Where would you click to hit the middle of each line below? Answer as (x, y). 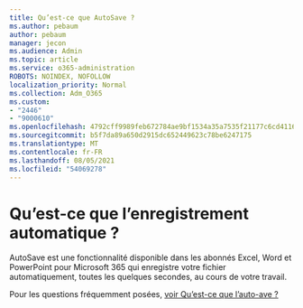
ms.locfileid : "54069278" (58, 169)
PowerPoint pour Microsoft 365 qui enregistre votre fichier (118, 267)
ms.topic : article (44, 60)
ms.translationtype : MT (54, 144)
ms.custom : (30, 102)
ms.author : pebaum (44, 26)
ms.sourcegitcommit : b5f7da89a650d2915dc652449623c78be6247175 (131, 135)
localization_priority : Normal (68, 85)
